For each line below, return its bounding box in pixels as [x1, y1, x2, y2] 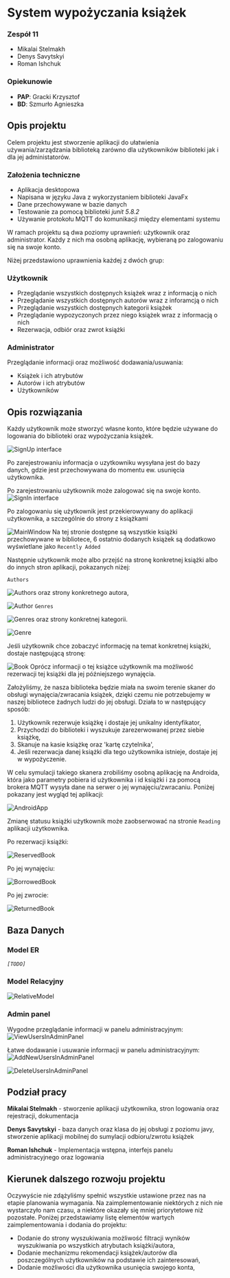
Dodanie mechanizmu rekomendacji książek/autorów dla [16, 1248, 177, 1257]
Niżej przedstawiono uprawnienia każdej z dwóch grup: [7, 256, 165, 264]
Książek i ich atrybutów [16, 372, 84, 380]
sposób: [7, 705, 30, 713]
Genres [34, 603, 54, 610]
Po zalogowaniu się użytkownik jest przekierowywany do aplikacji [7, 507, 194, 516]
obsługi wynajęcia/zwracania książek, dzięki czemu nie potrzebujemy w [7, 691, 211, 699]
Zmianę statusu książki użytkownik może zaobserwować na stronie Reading [7, 817, 221, 826]
